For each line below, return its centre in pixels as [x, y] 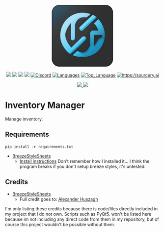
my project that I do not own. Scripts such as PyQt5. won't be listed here [78, 214]
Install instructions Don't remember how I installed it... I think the [84, 161]
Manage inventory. [24, 119]
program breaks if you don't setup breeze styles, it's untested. [82, 166]
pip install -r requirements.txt [39, 147]
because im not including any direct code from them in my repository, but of [82, 219]
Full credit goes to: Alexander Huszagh [59, 199]
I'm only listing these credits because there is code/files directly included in [82, 209]
